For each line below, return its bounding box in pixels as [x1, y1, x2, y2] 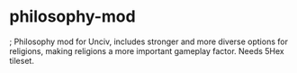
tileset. [9, 55, 34, 66]
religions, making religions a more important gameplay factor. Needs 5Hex [9, 45, 285, 56]
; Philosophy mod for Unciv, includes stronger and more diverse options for [9, 36, 288, 47]
